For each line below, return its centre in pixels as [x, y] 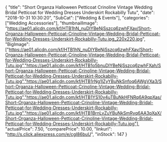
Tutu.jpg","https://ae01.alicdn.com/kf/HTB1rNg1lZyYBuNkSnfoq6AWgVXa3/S [83, 81]
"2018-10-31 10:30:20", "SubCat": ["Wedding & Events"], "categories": [77, 18]
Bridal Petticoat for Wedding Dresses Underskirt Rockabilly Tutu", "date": [80, 12]
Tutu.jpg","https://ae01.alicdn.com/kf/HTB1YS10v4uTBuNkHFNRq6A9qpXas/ [83, 97]
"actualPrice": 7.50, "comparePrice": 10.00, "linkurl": [59, 129]
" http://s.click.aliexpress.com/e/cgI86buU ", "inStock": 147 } [66, 134]
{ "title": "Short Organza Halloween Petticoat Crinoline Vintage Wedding [79, 7]
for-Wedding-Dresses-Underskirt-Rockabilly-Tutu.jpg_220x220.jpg [74, 39]
